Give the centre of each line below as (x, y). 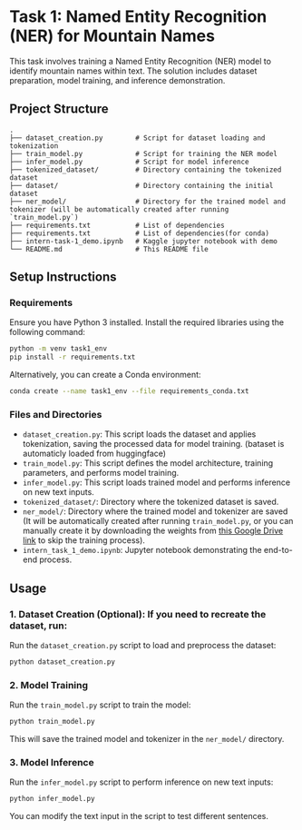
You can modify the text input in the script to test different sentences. (139, 816)
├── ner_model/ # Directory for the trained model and (147, 202)
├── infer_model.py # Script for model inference (129, 162)
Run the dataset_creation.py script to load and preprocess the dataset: (143, 646)
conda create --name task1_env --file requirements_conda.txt (129, 391)
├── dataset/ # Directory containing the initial (141, 185)
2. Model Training (49, 685)
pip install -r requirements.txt (73, 357)
